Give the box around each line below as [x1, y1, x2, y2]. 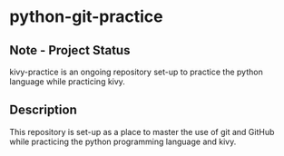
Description [9, 102, 77, 118]
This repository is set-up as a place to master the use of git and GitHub [9, 126, 275, 137]
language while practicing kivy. [9, 76, 125, 87]
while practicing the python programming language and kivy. [9, 136, 237, 147]
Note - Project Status [9, 43, 131, 58]
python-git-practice [9, 6, 163, 27]
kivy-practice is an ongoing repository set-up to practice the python [9, 66, 263, 77]
